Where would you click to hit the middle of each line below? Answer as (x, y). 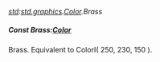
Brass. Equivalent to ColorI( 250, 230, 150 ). (80, 49)
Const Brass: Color (40, 29)
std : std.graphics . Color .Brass (55, 12)
